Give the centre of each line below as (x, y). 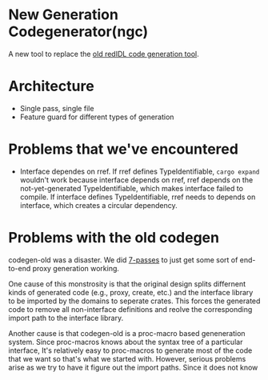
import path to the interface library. (66, 318)
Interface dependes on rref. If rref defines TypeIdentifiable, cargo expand (140, 171)
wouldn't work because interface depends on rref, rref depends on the (136, 180)
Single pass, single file (57, 108)
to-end (20, 268)
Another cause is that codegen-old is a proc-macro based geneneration (127, 333)
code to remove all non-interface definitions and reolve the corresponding (130, 309)
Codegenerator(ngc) (78, 32)
